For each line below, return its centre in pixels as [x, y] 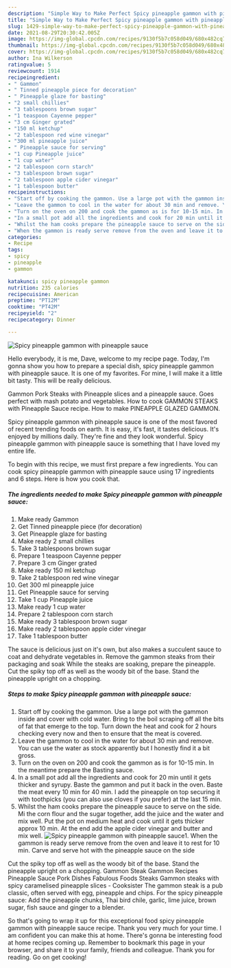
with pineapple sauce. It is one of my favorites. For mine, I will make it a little [115, 373]
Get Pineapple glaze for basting [62, 534]
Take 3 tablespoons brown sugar [64, 548]
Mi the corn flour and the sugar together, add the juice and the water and [121, 813]
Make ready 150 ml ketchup [57, 570]
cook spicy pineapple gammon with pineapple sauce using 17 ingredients [111, 471]
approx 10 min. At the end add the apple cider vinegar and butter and [115, 828]
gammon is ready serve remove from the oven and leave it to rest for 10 [119, 843]
